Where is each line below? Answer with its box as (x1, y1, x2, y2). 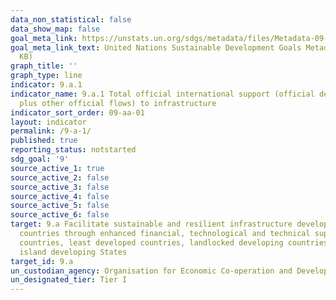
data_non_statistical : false (10, 14, 132, 25)
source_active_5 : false (10, 201, 110, 211)
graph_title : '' (10, 61, 78, 71)
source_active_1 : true (10, 163, 105, 173)
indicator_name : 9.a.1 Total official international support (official (10, 89, 315, 99)
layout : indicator (10, 117, 87, 127)
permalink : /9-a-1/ (10, 126, 92, 136)
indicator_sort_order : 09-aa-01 (10, 107, 145, 118)
